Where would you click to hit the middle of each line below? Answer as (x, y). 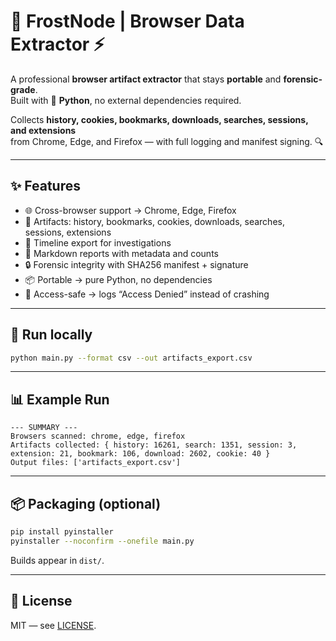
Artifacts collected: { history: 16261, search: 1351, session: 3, (154, 445)
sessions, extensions (68, 232)
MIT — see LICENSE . (53, 625)
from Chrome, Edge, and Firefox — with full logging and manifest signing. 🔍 (167, 141)
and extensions (43, 130)
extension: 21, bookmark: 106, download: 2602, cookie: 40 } (140, 454)
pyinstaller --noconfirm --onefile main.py (102, 541)
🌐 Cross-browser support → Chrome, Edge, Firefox (130, 210)
